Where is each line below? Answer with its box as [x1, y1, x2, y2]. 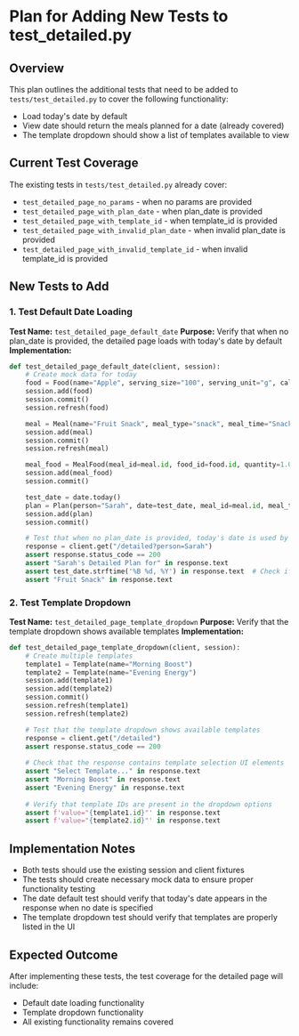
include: [9, 980, 39, 991]
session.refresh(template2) [25, 709, 129, 718]
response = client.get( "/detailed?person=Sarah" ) [25, 542, 214, 551]
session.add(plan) [25, 509, 93, 518]
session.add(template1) [25, 676, 114, 685]
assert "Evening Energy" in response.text [25, 783, 185, 792]
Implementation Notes [9, 841, 136, 856]
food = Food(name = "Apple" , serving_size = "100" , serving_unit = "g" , [25, 378, 277, 388]
